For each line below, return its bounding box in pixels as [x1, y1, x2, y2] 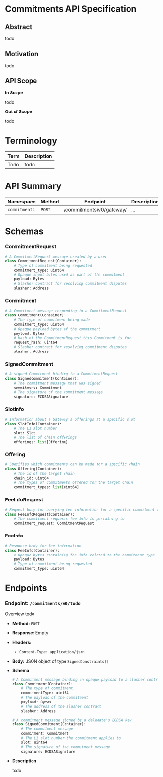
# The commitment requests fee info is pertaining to [14, 516, 125, 521]
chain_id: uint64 [14, 476, 49, 481]
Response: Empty [12, 629, 49, 636]
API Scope [5, 77, 37, 85]
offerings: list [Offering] [14, 440, 68, 444]
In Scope [5, 90, 23, 95]
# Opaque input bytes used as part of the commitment [14, 272, 125, 277]
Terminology [5, 135, 57, 146]
